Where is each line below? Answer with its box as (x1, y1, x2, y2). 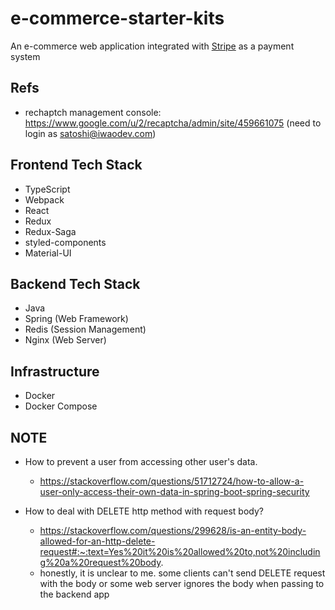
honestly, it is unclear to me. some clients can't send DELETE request (39, 567, 326, 579)
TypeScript (24, 183, 71, 195)
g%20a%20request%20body (39, 557, 162, 568)
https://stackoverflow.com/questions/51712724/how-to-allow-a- (39, 475, 305, 487)
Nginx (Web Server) (24, 334, 107, 346)
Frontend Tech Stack (10, 157, 143, 174)
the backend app (39, 588, 110, 600)
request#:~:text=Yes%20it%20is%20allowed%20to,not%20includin (39, 546, 321, 557)
